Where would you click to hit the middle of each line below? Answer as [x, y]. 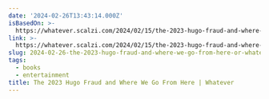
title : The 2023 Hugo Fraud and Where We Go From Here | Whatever [121, 82]
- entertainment [42, 75]
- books [28, 68]
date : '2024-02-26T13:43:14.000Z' [66, 16]
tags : [17, 61]
